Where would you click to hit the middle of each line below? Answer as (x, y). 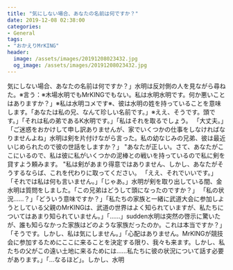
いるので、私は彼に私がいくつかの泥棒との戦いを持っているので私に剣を (122, 155)
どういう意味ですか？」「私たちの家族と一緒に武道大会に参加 (126, 199)
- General (21, 33)
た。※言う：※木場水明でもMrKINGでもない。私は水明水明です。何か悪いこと (116, 94)
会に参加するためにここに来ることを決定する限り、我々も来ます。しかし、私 (116, 242)
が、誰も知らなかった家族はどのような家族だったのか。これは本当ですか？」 (116, 225)
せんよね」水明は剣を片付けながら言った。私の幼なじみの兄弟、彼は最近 (122, 138)
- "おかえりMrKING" (33, 46)
